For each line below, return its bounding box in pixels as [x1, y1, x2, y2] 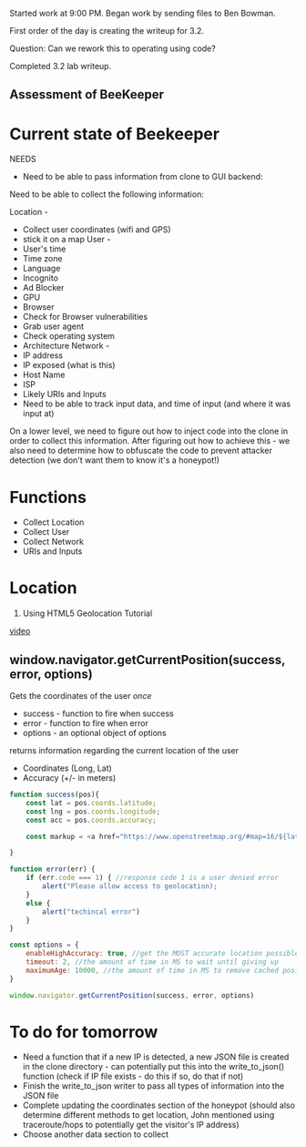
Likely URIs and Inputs [22, 389, 107, 400]
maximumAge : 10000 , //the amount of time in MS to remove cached [25, 966, 280, 975]
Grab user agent [22, 321, 85, 332]
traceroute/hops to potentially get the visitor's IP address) [22, 1120, 240, 1131]
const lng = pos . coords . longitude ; [25, 806, 161, 816]
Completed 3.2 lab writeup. [9, 61, 112, 71]
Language [22, 263, 61, 274]
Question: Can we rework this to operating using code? [9, 43, 216, 54]
